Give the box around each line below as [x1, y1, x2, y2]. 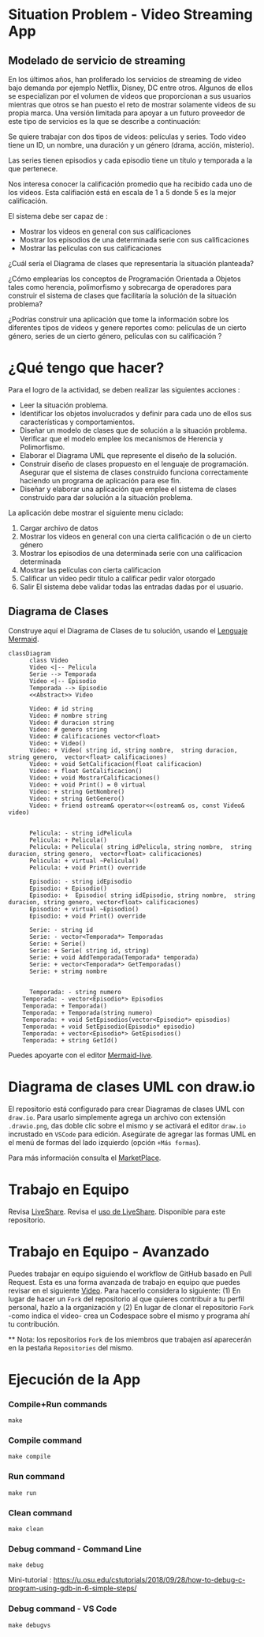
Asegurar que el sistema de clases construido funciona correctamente [19, 467, 249, 477]
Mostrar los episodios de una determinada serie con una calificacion [19, 548, 243, 558]
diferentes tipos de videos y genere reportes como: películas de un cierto [8, 323, 247, 332]
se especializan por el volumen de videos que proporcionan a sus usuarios [8, 92, 251, 100]
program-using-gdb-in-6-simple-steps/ [8, 1583, 137, 1593]
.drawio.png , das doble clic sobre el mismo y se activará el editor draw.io [8, 1121, 247, 1130]
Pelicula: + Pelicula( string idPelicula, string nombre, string [28, 843, 252, 850]
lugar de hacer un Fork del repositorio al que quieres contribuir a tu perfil [8, 1293, 244, 1304]
